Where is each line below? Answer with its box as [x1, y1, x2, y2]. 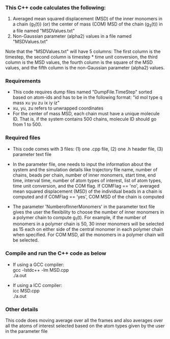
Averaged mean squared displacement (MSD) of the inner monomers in [12, 16, 163, 22]
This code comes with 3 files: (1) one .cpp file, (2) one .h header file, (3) [12, 146, 163, 152]
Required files [5, 134, 41, 141]
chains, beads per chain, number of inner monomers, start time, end [12, 172, 156, 178]
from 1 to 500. [12, 121, 42, 127]
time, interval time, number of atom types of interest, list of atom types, [12, 177, 162, 184]
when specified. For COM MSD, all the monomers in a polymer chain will [12, 231, 164, 238]
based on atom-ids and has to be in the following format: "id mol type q [12, 94, 163, 100]
